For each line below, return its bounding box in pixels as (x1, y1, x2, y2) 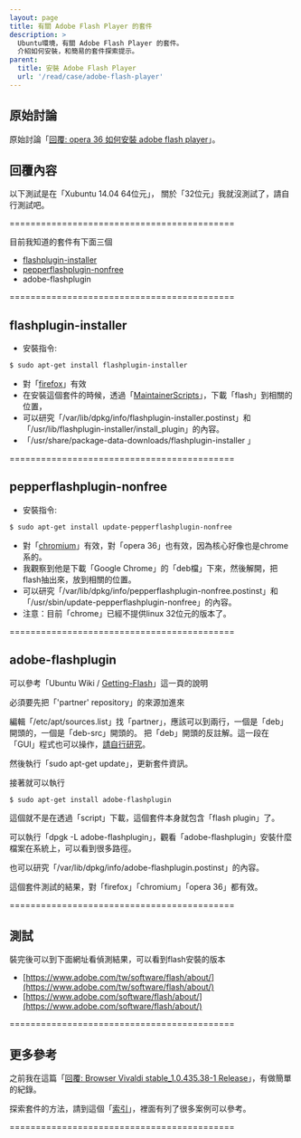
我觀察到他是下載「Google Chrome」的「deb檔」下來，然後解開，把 (22, 562, 278, 573)
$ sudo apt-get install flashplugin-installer (9, 361, 188, 370)
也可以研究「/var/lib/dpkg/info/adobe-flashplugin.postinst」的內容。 (9, 862, 265, 874)
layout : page (9, 13, 59, 23)
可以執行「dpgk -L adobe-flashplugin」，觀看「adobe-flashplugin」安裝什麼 (9, 832, 292, 843)
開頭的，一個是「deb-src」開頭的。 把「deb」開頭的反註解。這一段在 (9, 727, 269, 738)
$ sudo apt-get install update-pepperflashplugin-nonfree (9, 522, 232, 531)
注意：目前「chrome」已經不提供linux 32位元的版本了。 (22, 607, 232, 618)
